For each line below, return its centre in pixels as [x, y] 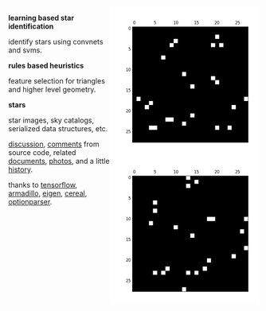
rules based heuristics [46, 66]
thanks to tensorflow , [43, 185]
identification [31, 26]
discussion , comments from [54, 144]
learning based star [41, 18]
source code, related [42, 152]
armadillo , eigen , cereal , [48, 193]
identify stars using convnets [56, 42]
